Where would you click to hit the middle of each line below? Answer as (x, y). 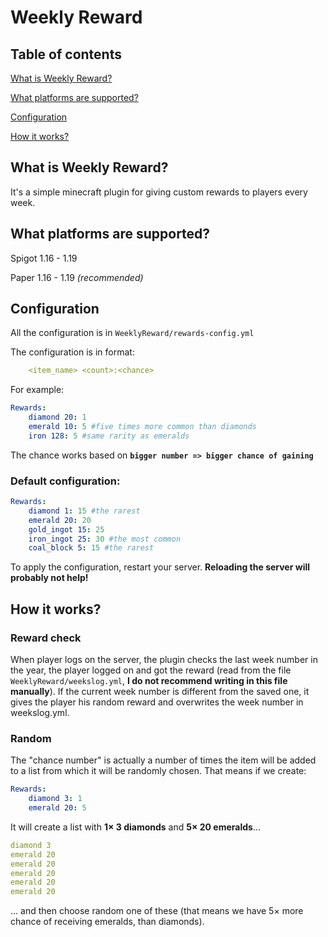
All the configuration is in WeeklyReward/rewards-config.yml (132, 333)
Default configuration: (65, 481)
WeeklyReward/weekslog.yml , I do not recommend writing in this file (149, 681)
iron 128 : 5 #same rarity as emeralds (109, 436)
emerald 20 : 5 (57, 808)
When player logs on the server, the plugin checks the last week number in (164, 660)
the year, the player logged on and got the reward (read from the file (151, 670)
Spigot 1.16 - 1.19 (44, 258)
